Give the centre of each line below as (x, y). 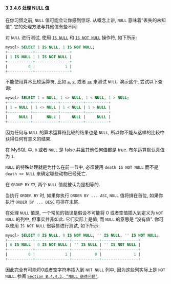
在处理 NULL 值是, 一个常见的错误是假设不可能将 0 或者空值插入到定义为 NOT (84, 212)
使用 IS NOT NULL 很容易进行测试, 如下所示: (55, 225)
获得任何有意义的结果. (29, 138)
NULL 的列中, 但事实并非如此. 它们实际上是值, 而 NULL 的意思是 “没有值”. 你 (82, 219)
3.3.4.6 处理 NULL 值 (27, 8)
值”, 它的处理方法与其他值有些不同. (42, 27)
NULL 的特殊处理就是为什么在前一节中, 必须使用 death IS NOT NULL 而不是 (82, 167)
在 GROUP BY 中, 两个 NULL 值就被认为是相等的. (53, 184)
